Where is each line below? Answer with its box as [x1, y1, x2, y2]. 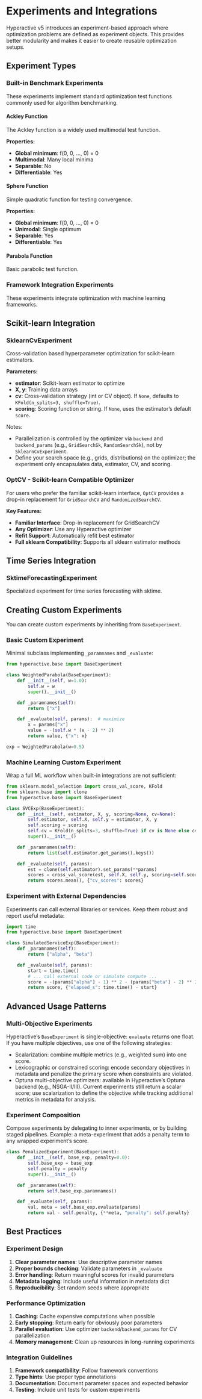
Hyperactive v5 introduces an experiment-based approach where [6, 24, 168, 31]
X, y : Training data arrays [14, 386, 78, 393]
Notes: [6, 423, 23, 431]
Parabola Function [6, 252, 53, 260]
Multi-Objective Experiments [6, 1019, 93, 1027]
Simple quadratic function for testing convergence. [6, 196, 132, 203]
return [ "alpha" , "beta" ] [28, 952, 93, 958]
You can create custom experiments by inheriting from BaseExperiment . [6, 621, 182, 628]
